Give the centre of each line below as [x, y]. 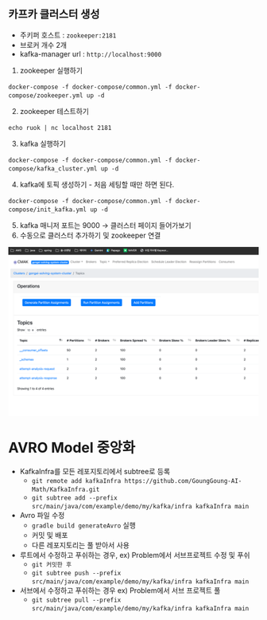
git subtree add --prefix [74, 498]
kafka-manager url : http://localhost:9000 [91, 53]
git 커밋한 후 [52, 564]
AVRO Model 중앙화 [72, 448]
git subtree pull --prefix [76, 600]
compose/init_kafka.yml [48, 210]
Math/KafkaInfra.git [66, 489]
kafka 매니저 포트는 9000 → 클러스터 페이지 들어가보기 [106, 225]
